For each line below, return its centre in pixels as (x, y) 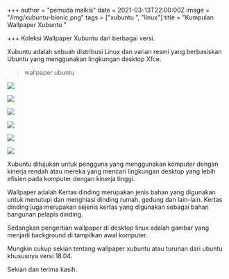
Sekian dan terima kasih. (42, 269)
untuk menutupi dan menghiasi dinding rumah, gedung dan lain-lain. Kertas (115, 200)
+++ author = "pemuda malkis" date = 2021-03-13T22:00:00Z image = (109, 10)
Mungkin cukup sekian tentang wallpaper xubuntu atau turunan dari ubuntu (115, 248)
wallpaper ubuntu (49, 73)
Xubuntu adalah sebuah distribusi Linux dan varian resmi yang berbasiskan (114, 52)
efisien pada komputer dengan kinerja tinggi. (71, 179)
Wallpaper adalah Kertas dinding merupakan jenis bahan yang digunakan (112, 192)
